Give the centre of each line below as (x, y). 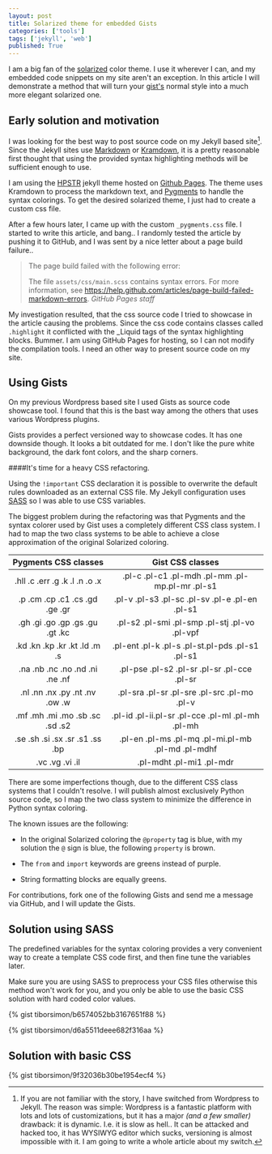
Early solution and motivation (84, 120)
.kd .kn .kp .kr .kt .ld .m (58, 646)
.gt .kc (58, 632)
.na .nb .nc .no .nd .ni (58, 669)
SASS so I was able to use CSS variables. (77, 501)
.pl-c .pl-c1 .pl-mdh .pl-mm (177, 576)
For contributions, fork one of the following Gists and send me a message (131, 895)
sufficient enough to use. (50, 167)
